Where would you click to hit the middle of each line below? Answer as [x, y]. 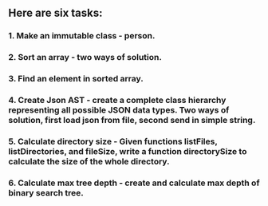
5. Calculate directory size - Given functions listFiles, [113, 141]
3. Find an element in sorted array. [76, 79]
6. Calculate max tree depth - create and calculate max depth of [134, 183]
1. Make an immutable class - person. [82, 36]
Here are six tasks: [55, 13]
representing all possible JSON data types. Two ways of [119, 110]
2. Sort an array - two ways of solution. [85, 57]
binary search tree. [46, 192]
